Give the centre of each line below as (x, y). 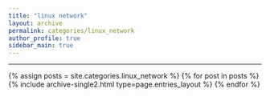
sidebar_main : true (41, 46)
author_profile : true (45, 38)
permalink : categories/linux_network (72, 30)
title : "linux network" (48, 16)
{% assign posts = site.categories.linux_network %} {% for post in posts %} (134, 76)
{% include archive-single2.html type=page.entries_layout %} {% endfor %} (135, 84)
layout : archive (35, 23)
